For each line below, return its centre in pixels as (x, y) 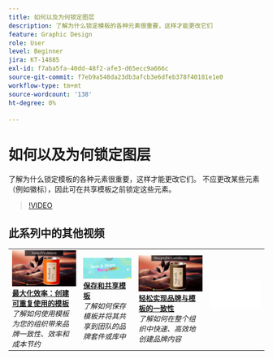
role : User (27, 43)
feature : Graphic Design (50, 34)
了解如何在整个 (164, 318)
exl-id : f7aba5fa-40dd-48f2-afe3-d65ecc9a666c (89, 69)
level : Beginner (36, 52)
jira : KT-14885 (34, 60)
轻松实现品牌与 (164, 298)
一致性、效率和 (44, 334)
